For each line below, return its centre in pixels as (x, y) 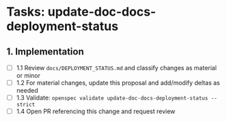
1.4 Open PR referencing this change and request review (96, 111)
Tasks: (26, 12)
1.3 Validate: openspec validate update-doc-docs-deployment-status (112, 98)
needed (27, 91)
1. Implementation (45, 51)
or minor (28, 76)
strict (26, 105)
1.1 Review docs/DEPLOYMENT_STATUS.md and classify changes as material (116, 68)
